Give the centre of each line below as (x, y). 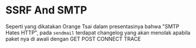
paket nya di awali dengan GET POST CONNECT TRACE (73, 39)
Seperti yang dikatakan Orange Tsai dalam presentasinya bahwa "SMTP (92, 26)
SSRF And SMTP (46, 10)
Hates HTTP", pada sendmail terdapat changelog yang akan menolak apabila (98, 32)
